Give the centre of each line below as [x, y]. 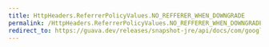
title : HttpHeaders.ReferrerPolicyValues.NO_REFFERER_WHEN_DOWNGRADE [127, 16]
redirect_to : [30, 30]
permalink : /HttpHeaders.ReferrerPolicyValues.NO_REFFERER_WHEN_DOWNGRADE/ [137, 23]
